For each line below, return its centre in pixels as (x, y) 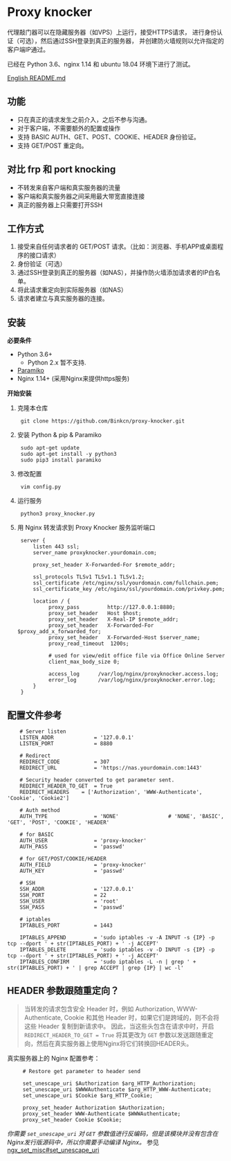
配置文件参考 (35, 715)
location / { (52, 601)
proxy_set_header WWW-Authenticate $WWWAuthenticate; (102, 1114)
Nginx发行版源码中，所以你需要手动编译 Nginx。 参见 (83, 1142)
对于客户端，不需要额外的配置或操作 (69, 128)
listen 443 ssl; (56, 547)
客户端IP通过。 (28, 49)
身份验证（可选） (41, 264)
